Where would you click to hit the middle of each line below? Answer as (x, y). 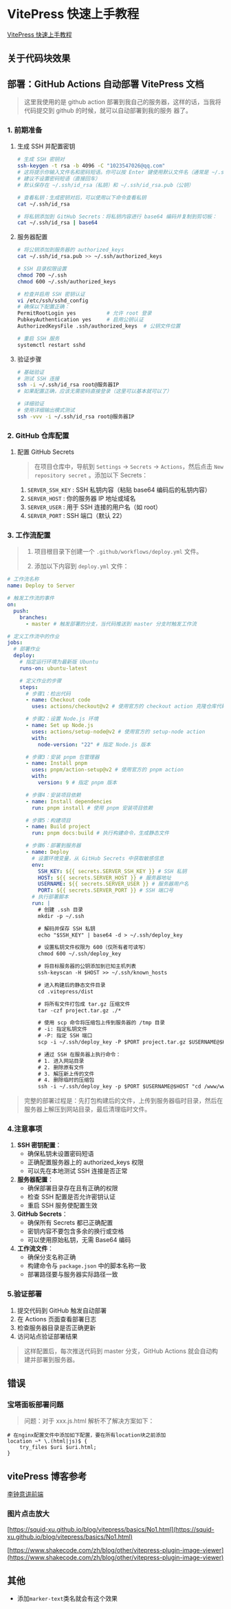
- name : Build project (58, 827)
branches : (34, 617)
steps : (29, 687)
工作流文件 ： (35, 1248)
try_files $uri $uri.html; (58, 1448)
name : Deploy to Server (41, 586)
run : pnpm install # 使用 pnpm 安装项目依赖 (92, 808)
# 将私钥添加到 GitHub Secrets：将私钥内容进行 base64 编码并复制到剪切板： (117, 217)
